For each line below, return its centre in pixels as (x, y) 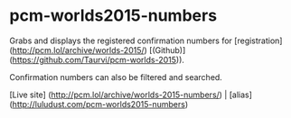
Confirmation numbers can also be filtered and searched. (116, 77)
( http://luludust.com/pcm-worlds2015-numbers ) (99, 104)
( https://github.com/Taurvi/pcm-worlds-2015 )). (97, 59)
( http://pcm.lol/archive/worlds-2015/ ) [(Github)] (98, 50)
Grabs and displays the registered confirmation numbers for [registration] (146, 41)
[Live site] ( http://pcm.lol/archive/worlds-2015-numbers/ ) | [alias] (131, 95)
